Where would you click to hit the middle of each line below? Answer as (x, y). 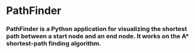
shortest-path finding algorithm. (54, 44)
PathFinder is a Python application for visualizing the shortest (97, 29)
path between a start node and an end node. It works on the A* (98, 36)
